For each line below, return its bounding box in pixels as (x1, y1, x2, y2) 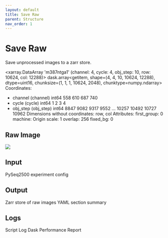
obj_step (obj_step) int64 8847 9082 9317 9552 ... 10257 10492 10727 (12, 106, 157, 112)
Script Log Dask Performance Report (5, 227, 82, 233)
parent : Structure (5, 17, 44, 22)
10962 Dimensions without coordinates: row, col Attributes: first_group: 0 (12, 111, 163, 117)
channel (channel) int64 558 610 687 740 (12, 95, 98, 101)
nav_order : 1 (5, 21, 33, 27)
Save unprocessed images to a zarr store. (5, 60, 92, 66)
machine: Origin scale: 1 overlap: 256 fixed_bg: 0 (12, 116, 114, 122)
